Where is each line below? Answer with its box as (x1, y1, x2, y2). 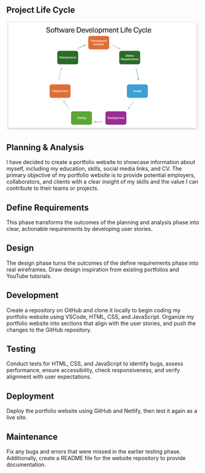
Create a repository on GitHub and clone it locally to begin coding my (6, 307, 181, 314)
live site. (6, 414, 28, 421)
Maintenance (6, 431, 58, 442)
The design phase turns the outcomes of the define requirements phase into (6, 259, 199, 267)
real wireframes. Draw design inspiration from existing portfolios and (6, 265, 179, 273)
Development (6, 290, 59, 300)
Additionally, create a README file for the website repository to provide (6, 455, 186, 462)
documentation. (6, 461, 47, 469)
